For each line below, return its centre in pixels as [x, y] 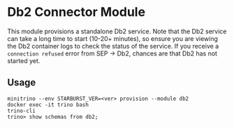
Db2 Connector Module [76, 12]
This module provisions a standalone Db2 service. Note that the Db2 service [117, 31]
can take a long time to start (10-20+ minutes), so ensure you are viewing [113, 38]
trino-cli [22, 111]
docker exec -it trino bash [48, 105]
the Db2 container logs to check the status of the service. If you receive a [113, 46]
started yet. [24, 60]
